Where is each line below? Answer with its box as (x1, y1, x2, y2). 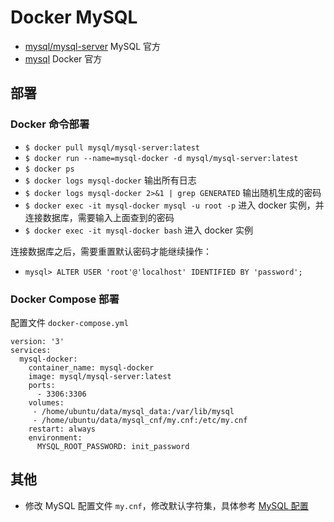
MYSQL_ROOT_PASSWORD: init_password (36, 441, 190, 451)
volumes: (28, 397, 65, 408)
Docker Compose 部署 (10, 292, 120, 306)
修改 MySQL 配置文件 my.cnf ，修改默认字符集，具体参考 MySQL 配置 (24, 499, 309, 511)
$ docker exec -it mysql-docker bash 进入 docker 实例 (24, 224, 253, 236)
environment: (28, 432, 83, 443)
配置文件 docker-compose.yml (10, 316, 129, 328)
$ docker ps (24, 164, 75, 174)
